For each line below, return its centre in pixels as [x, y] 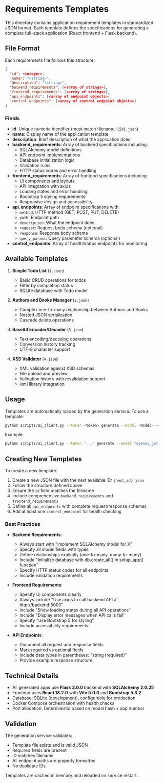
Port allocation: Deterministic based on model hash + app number [78, 709]
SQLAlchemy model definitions [51, 149]
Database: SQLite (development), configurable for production [74, 698]
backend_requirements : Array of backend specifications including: [80, 144]
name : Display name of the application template [60, 134]
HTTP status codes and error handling [58, 171]
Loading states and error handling [53, 191]
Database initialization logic [47, 160]
